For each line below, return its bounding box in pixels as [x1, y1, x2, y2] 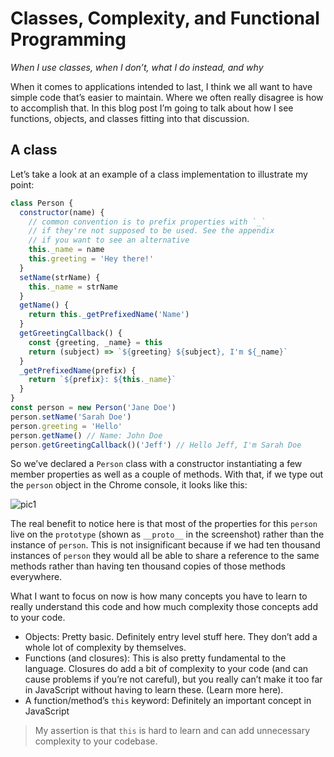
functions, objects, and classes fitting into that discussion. [10, 112, 250, 124]
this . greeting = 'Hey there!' [28, 254, 155, 264]
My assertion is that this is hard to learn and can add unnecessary [34, 725, 311, 737]
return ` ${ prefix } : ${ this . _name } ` [28, 375, 177, 385]
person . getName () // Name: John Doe [10, 430, 163, 441]
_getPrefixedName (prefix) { [19, 365, 137, 376]
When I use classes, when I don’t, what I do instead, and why [10, 61, 264, 73]
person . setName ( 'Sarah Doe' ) [10, 412, 132, 422]
